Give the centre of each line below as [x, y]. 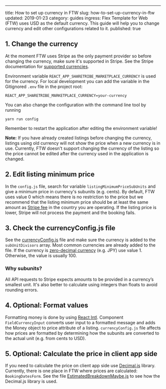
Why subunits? [24, 268]
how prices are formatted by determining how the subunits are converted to [82, 333]
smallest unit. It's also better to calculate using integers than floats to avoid [81, 284]
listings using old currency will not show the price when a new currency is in [83, 143]
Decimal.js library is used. [31, 382]
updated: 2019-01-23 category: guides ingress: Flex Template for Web [77, 18]
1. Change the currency [41, 44]
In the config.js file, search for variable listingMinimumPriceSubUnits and [80, 186]
